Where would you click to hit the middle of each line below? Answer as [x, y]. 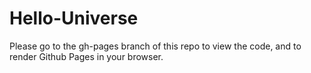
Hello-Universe [74, 18]
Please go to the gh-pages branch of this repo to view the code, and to [155, 46]
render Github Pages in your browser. [86, 56]
